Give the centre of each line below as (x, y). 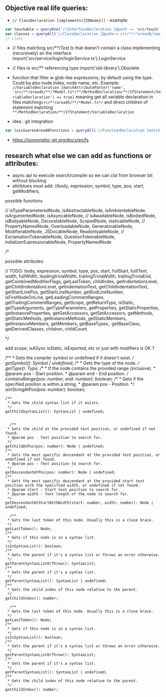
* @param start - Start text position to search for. (64, 490)
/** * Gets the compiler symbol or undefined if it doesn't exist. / (70, 358)
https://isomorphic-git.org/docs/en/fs (50, 140)
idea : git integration (33, 122)
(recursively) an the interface (42, 53)
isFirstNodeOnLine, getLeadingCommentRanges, (55, 297)
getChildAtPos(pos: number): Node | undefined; (55, 446)
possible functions (24, 201)
